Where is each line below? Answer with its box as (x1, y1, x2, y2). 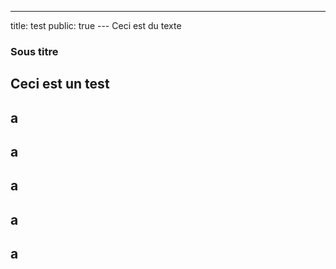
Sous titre (10, 44, 59, 58)
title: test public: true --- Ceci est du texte (10, 20, 182, 31)
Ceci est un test (10, 76, 110, 93)
